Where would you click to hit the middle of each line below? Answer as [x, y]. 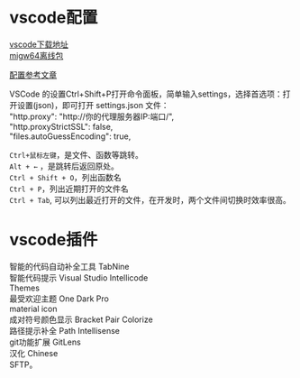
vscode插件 [54, 240]
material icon [33, 309]
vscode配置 [54, 18]
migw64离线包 [36, 55]
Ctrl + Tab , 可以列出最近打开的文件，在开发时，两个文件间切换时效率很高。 [150, 199]
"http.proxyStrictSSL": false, [61, 126]
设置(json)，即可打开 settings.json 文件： [93, 105]
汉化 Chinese [34, 353]
